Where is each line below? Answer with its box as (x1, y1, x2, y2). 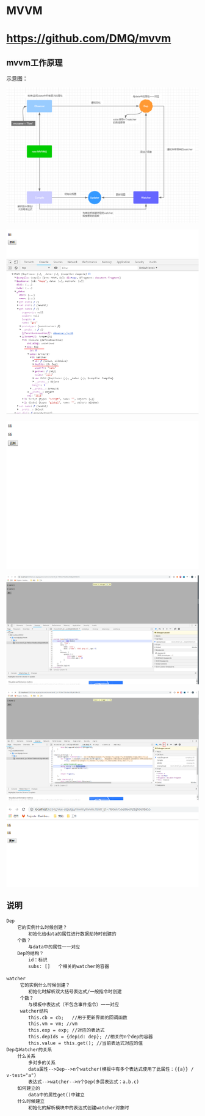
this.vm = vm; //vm (28, 1021, 78, 1027)
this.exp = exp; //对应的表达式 (28, 1027, 105, 1033)
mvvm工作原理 (6, 57, 63, 68)
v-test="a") (6, 1072, 37, 1078)
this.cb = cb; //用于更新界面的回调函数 (28, 1014, 128, 1021)
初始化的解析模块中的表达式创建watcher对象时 (28, 1104, 129, 1110)
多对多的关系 (28, 1059, 56, 1066)
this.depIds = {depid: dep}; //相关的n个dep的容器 (28, 1033, 153, 1040)
